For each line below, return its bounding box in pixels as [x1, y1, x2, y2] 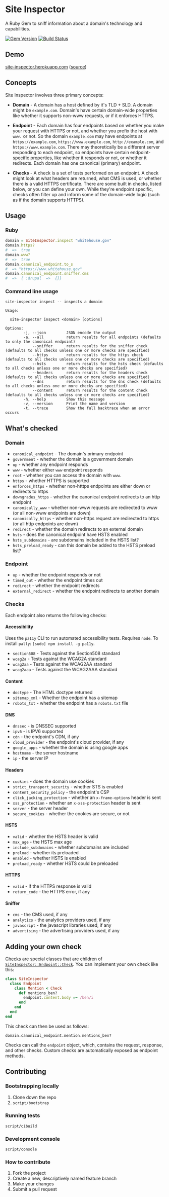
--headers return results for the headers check [32, 370, 148, 376]
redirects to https [12, 488, 49, 495]
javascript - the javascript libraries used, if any [12, 922, 112, 928]
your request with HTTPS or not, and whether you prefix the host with [12, 128, 158, 134]
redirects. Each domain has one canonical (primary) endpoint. [12, 160, 141, 166]
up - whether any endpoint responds [12, 461, 88, 467]
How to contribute [5, 1158, 50, 1166]
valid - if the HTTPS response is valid [12, 883, 92, 889]
